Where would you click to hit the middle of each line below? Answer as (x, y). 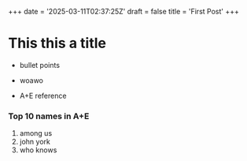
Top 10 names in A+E (49, 116)
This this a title (57, 43)
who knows (38, 150)
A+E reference (43, 95)
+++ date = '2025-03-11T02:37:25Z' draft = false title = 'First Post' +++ (124, 11)
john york (35, 142)
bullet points (40, 65)
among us (36, 133)
